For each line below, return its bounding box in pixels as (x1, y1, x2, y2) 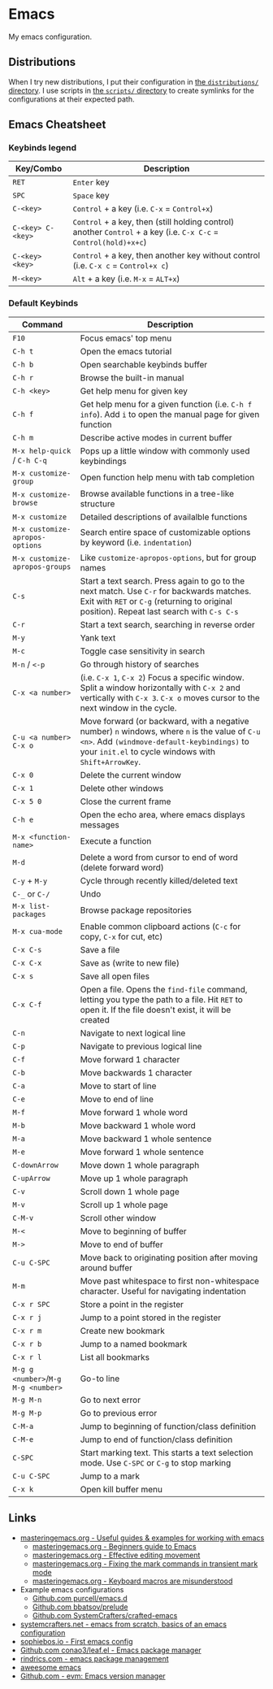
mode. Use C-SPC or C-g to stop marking (80, 1457, 232, 1468)
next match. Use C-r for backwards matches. (80, 585, 252, 597)
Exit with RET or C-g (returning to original (80, 595, 233, 606)
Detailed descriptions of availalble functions (80, 511, 248, 523)
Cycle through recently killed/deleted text (80, 875, 238, 886)
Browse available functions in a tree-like (80, 488, 234, 499)
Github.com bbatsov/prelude (32, 1602, 128, 1612)
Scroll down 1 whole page (80, 1186, 180, 1197)
